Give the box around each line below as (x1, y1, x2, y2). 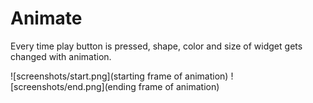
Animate (10, 7, 83, 30)
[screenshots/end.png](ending (10, 80, 137, 92)
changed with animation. (10, 50, 112, 62)
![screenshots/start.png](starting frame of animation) (10, 70, 229, 82)
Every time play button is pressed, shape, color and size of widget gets (10, 40, 303, 52)
